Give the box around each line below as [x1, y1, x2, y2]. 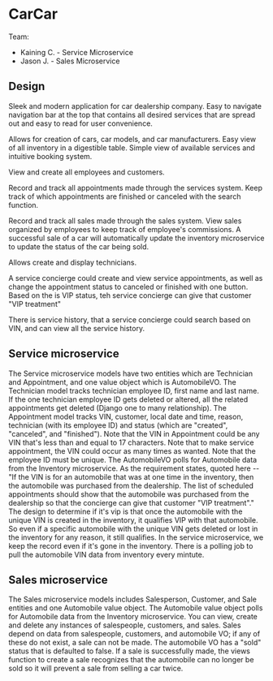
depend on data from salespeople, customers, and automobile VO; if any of [8, 629, 261, 639]
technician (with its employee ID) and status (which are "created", [8, 420, 228, 430]
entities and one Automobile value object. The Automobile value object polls [8, 603, 263, 613]
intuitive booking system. [8, 151, 93, 161]
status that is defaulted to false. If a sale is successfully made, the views [8, 646, 250, 656]
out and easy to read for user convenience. [8, 119, 153, 128]
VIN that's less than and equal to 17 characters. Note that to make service [8, 437, 254, 447]
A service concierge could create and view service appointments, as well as [8, 273, 263, 282]
